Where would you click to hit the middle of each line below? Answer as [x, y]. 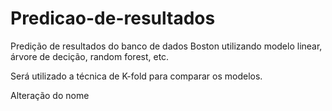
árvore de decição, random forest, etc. [90, 56]
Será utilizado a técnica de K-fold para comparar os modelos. [136, 76]
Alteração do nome [50, 95]
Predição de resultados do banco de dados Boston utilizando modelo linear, [166, 46]
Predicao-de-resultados [113, 18]
